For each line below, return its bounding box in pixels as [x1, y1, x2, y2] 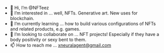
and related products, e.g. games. [10, 26, 81, 32]
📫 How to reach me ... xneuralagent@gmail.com [10, 42, 112, 48]
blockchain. [10, 15, 34, 21]
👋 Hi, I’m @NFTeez [10, 5, 49, 10]
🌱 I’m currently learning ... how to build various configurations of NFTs [10, 20, 156, 26]
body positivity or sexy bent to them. [10, 36, 87, 42]
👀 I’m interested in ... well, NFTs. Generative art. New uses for [10, 10, 138, 16]
